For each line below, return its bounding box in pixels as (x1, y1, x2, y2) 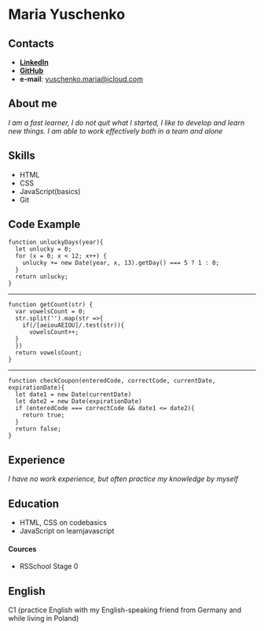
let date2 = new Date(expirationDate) (15, 398, 143, 405)
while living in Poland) (8, 614, 79, 623)
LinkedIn (19, 57, 49, 67)
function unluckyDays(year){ (8, 238, 104, 247)
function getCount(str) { (8, 301, 93, 309)
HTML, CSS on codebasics (19, 518, 108, 527)
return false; (15, 425, 61, 433)
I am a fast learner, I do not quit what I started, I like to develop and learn (8, 118, 245, 127)
